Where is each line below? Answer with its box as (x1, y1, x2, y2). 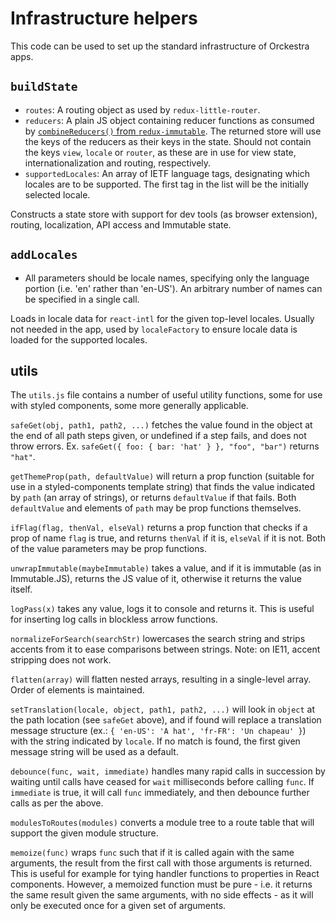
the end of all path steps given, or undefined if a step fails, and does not (10, 430, 307, 442)
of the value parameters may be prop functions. (10, 543, 207, 555)
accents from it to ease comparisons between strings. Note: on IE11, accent (10, 643, 321, 656)
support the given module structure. (10, 827, 159, 839)
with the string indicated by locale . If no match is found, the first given (10, 735, 301, 747)
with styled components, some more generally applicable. (10, 400, 249, 412)
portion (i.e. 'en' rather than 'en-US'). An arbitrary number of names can (24, 282, 323, 294)
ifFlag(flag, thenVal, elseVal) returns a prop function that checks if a (10, 522, 308, 534)
